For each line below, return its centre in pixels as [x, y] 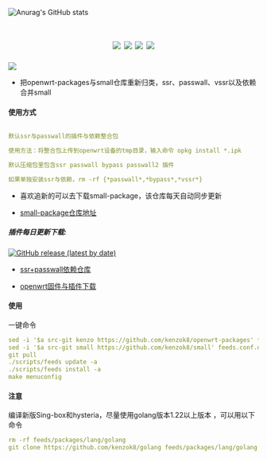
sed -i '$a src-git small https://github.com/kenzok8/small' [112, 347]
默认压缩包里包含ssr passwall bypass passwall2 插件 [91, 165]
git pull [23, 355]
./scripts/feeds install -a [55, 370]
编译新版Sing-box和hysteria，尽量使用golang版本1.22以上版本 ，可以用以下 [132, 415]
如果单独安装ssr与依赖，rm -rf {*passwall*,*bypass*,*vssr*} [105, 179]
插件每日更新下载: [37, 232]
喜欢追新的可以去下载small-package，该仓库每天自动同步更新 [121, 196]
